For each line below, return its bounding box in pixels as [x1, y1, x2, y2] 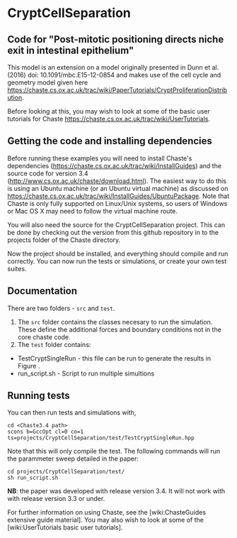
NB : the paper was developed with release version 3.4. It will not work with [7, 487, 226, 495]
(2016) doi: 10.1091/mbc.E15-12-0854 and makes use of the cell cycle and [7, 71, 221, 79]
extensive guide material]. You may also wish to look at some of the [7, 516, 204, 525]
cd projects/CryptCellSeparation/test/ [7, 468, 125, 476]
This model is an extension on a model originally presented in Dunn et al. [7, 63, 219, 72]
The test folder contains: [17, 340, 91, 348]
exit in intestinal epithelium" [7, 44, 134, 56]
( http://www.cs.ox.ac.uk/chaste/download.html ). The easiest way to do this [7, 176, 226, 185]
